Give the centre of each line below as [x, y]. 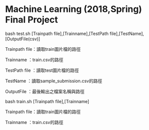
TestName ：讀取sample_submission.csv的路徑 [54, 81]
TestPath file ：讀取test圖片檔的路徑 [42, 70]
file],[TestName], [127, 33]
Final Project [32, 20]
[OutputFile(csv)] [23, 39]
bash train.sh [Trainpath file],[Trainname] [47, 101]
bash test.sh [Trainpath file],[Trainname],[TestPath [57, 33]
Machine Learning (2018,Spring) [74, 9]
